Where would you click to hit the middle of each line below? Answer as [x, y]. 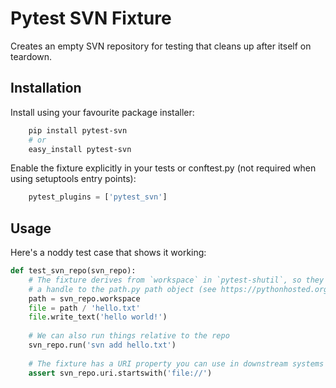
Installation [46, 88]
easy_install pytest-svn [80, 149]
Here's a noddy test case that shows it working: [108, 253]
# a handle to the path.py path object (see [122, 289]
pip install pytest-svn [78, 130]
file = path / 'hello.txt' [84, 308]
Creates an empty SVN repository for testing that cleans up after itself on [161, 46]
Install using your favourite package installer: [102, 112]
